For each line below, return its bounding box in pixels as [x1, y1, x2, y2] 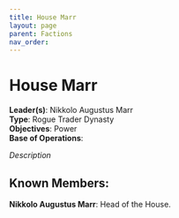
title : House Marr [9, 12, 77, 22]
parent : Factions [9, 29, 73, 38]
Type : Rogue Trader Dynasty [9, 114, 115, 124]
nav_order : [9, 37, 49, 47]
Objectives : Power [9, 124, 78, 134]
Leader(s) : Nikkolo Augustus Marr [9, 105, 134, 116]
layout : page [9, 21, 57, 30]
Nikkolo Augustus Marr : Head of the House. [9, 199, 172, 209]
